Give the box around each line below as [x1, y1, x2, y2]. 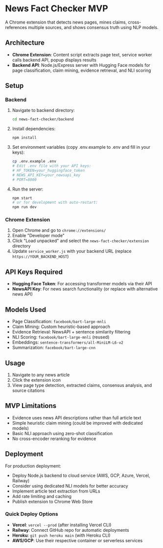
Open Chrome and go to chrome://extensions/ [12, 227, 106, 233]
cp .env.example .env [12, 159, 56, 164]
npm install [12, 136, 37, 140]
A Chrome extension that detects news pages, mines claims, [5, 19, 127, 25]
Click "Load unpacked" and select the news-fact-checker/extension [12, 238, 149, 244]
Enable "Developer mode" [12, 233, 65, 239]
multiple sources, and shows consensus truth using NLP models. [28, 24, 159, 30]
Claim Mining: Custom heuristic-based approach [12, 324, 110, 329]
